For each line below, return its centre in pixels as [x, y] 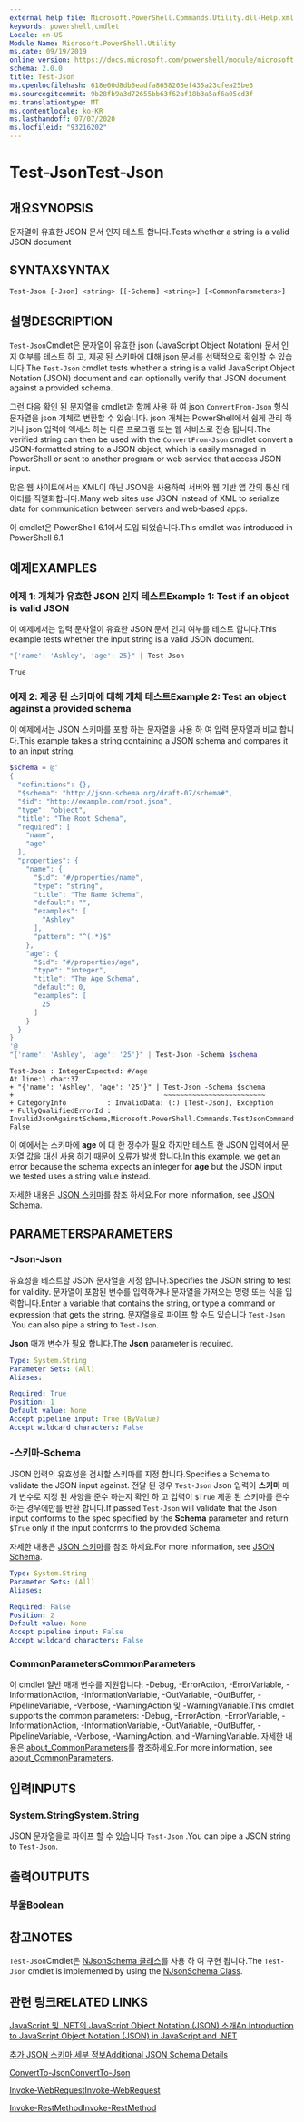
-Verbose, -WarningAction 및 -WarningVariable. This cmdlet [184, 1706]
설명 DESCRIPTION [61, 322]
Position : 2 [32, 1615]
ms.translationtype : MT [54, 102]
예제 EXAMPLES [54, 568]
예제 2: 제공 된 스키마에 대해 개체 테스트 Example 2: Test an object [148, 697]
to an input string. [42, 751]
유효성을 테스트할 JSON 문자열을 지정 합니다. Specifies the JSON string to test [151, 1280]
